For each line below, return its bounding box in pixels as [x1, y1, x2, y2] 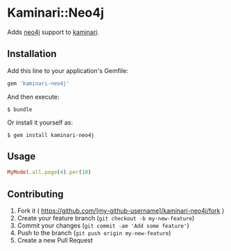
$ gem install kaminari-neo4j [7, 131, 95, 138]
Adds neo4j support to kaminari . [7, 28, 99, 36]
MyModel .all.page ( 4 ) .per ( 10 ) [7, 169, 92, 176]
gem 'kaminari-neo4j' [7, 80, 70, 87]
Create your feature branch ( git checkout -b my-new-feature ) [17, 214, 195, 222]
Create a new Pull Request [17, 236, 94, 245]
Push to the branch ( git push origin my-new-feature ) [17, 229, 171, 237]
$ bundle [7, 106, 33, 113]
